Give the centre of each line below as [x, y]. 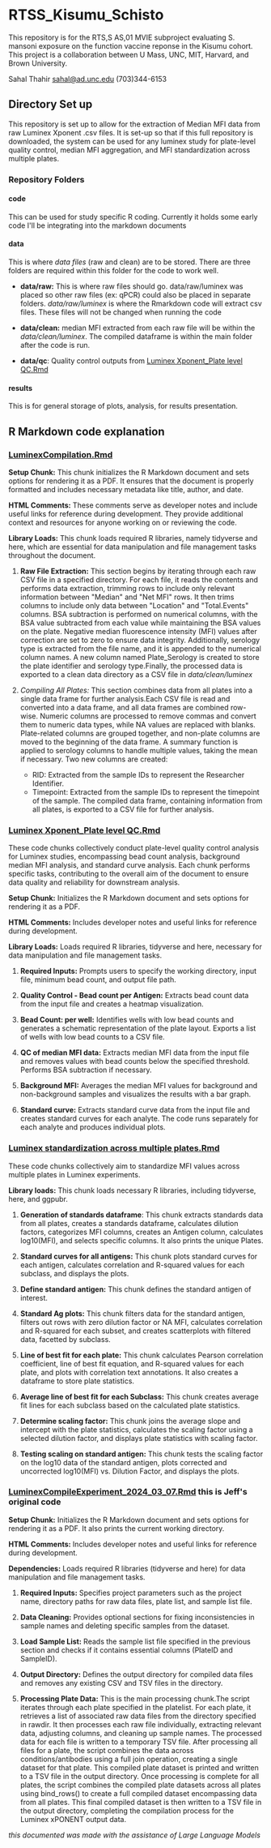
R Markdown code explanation [87, 431]
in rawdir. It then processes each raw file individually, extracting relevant [141, 1724]
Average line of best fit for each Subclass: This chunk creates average [139, 1396]
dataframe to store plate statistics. [77, 1381]
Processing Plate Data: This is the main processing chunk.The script [135, 1698]
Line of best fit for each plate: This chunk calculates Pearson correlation [142, 1355]
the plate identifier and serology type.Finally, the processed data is [131, 666]
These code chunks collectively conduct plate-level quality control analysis [134, 848]
